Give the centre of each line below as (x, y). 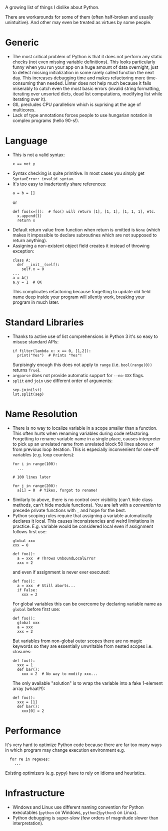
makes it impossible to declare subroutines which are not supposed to (84, 235)
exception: (23, 251)
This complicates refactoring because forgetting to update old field (81, 291)
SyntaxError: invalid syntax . (43, 178)
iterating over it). (29, 99)
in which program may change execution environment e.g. (65, 750)
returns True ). (26, 370)
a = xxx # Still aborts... (46, 585)
